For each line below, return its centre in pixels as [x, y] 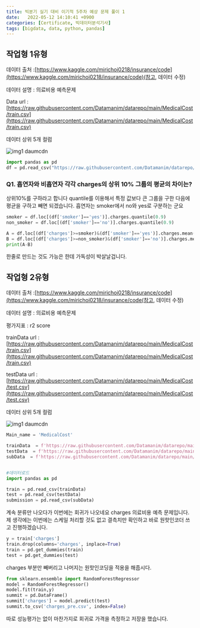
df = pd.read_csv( [29, 168]
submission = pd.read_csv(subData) [50, 500]
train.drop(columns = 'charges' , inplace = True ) [63, 544]
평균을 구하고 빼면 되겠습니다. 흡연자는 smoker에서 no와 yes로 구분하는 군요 [95, 206]
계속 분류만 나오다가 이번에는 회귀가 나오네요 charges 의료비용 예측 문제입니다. [98, 512]
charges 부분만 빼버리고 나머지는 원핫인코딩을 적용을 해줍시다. [79, 567]
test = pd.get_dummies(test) [42, 555]
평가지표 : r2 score [28, 325]
